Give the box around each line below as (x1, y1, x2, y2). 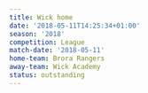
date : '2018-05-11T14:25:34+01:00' (9, 21, 141, 30)
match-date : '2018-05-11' (9, 46, 105, 55)
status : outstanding (9, 71, 86, 80)
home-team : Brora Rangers (9, 54, 105, 63)
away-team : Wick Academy (9, 63, 101, 72)
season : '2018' (9, 29, 66, 38)
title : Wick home (9, 12, 74, 22)
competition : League (9, 37, 86, 47)
